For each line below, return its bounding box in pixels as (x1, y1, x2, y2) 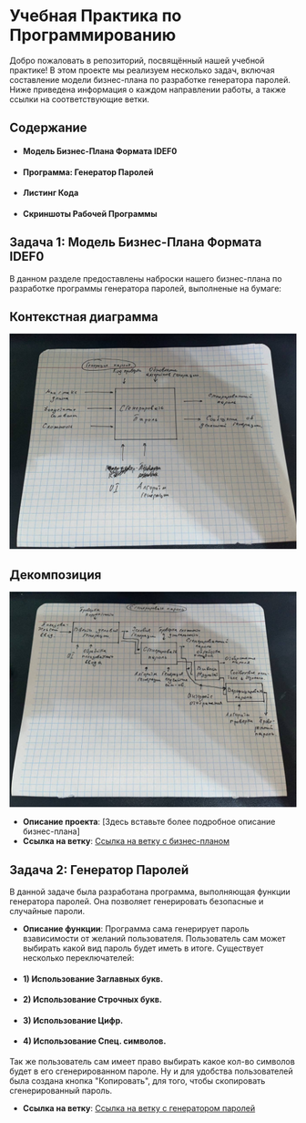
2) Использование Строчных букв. (22, 994, 162, 1005)
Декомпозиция (9, 567, 102, 582)
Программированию (9, 25, 177, 46)
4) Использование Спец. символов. (22, 1035, 167, 1046)
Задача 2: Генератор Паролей (9, 862, 189, 878)
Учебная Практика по (9, 5, 182, 26)
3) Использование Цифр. (22, 1015, 124, 1025)
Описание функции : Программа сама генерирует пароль (22, 922, 250, 934)
